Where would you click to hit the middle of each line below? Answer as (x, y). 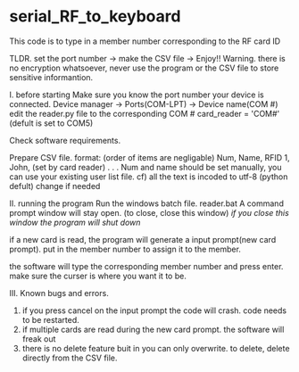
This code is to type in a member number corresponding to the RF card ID (145, 41)
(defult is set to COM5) (51, 123)
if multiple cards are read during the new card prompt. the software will (153, 329)
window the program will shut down (75, 222)
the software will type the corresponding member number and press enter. (146, 266)
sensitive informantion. (51, 77)
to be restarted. (51, 319)
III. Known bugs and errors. (59, 293)
